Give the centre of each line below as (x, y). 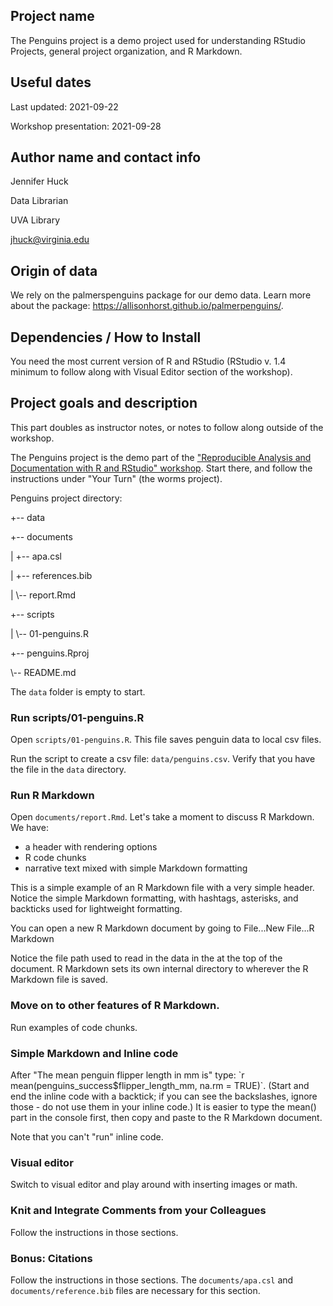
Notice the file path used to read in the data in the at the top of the (146, 958)
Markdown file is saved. (59, 980)
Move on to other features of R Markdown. (115, 1006)
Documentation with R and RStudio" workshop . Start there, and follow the (161, 468)
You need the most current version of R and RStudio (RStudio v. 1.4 (148, 361)
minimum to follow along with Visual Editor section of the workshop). (151, 372)
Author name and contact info (106, 157)
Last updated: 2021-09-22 (64, 106)
